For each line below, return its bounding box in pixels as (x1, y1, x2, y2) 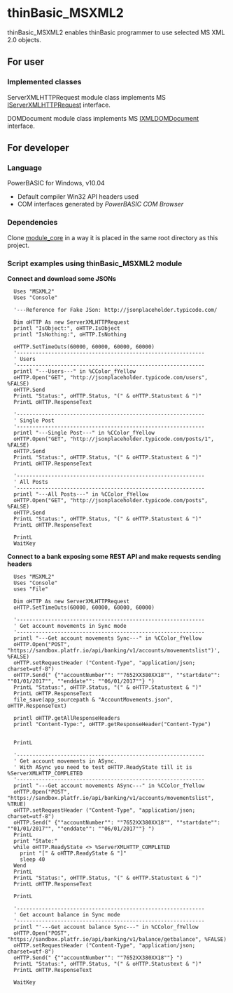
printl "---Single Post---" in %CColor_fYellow (13, 429, 155, 436)
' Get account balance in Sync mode (13, 911, 120, 918)
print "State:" (13, 837, 58, 844)
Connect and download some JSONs (7, 274, 117, 282)
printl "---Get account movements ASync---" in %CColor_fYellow (13, 782, 205, 789)
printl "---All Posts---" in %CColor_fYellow (13, 490, 149, 498)
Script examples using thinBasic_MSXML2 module (7, 258, 183, 268)
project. (7, 241, 30, 249)
